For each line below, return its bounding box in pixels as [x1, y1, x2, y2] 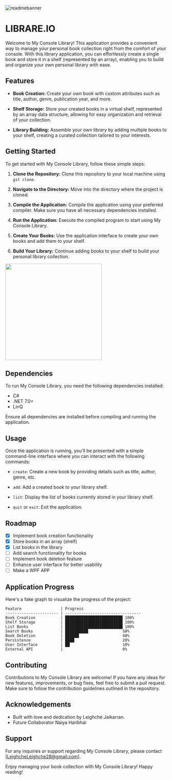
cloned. [12, 191, 29, 198]
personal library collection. [12, 253, 69, 259]
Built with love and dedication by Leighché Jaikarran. [12, 714, 125, 720]
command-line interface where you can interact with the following [5, 453, 145, 459]
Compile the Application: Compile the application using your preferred [12, 201, 163, 208]
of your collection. [12, 116, 51, 123]
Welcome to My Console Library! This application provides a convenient [5, 40, 158, 46]
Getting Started [5, 147, 56, 156]
